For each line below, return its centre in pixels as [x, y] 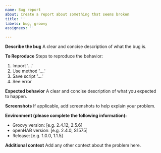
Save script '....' [28, 76]
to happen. [16, 97]
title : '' [15, 19]
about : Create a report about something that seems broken [67, 14]
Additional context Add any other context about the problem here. [73, 145]
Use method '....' [29, 71]
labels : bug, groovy [27, 24]
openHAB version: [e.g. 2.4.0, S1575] [50, 130]
